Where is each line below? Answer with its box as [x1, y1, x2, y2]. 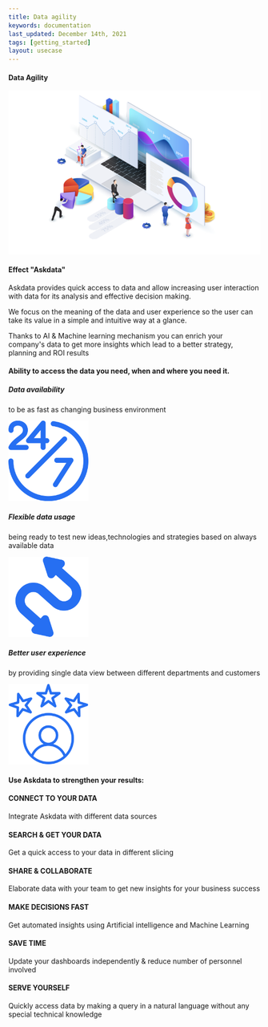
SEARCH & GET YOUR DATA [8, 830, 102, 839]
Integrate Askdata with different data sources [8, 811, 158, 822]
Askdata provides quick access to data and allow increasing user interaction [8, 282, 259, 292]
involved [8, 964, 37, 974]
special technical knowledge [8, 1009, 102, 1019]
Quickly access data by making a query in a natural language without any [8, 1001, 250, 1011]
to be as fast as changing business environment [8, 405, 166, 415]
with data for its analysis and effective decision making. [8, 291, 192, 301]
